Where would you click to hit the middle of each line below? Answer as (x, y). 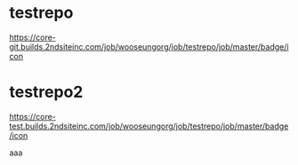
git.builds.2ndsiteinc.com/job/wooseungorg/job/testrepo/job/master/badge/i (149, 46)
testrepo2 (46, 92)
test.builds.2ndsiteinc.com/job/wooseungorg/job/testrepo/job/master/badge (149, 126)
